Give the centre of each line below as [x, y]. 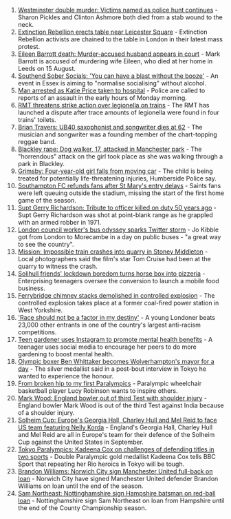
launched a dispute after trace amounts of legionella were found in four [118, 112]
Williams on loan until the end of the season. [80, 486]
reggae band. [37, 142]
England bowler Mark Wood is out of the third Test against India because [121, 405]
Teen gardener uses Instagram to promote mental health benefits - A [115, 339]
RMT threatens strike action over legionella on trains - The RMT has [113, 105]
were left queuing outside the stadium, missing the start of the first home [121, 193]
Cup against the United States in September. [80, 442]
